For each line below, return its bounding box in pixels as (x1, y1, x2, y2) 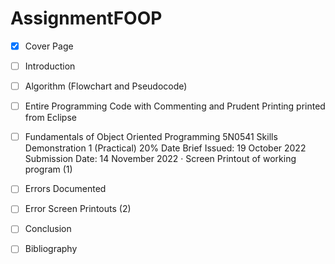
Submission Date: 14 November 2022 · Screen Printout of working (24, 153, 297, 165)
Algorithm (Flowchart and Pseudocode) (24, 80, 188, 92)
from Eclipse (24, 112, 77, 124)
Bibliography (24, 243, 78, 255)
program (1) (24, 163, 73, 176)
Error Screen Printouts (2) (24, 203, 132, 215)
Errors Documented (24, 183, 107, 195)
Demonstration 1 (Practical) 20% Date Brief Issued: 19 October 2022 (24, 142, 307, 154)
